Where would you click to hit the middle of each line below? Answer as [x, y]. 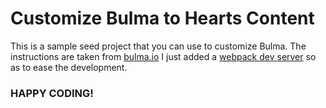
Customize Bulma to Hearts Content [162, 18]
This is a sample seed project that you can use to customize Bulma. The [158, 46]
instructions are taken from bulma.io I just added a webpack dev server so [163, 56]
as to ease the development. [69, 67]
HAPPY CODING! [52, 93]
